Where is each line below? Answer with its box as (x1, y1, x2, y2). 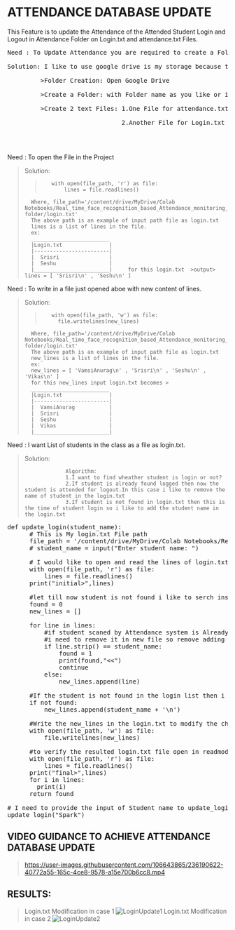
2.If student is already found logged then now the (65, 480, 219, 487)
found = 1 (59, 649, 92, 657)
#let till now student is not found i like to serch (29, 593, 215, 601)
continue (59, 663, 89, 671)
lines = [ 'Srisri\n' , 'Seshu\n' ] (24, 272, 131, 279)
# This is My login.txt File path (29, 530, 148, 538)
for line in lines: (29, 621, 97, 629)
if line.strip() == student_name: (44, 642, 163, 650)
